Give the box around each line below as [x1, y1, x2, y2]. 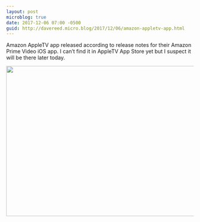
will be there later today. [6, 54, 65, 61]
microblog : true [6, 14, 46, 20]
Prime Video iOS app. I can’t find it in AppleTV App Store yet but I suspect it [6, 48, 192, 55]
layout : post [6, 8, 39, 15]
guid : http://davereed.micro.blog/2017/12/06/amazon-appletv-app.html [6, 25, 185, 31]
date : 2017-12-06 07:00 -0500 [6, 20, 82, 26]
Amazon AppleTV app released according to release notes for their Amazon [6, 42, 192, 49]
